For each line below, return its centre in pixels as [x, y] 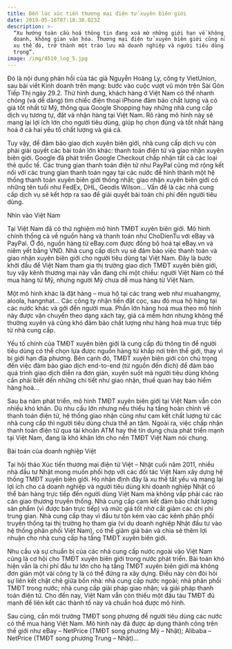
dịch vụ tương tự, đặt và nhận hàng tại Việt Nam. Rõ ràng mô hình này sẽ [110, 115]
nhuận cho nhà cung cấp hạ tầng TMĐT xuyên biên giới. [87, 538]
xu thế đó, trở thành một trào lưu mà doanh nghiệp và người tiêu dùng [119, 46]
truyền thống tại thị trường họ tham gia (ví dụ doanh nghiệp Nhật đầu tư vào [115, 523]
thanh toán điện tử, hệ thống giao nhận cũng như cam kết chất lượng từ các [115, 415]
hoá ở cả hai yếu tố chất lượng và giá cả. [65, 129]
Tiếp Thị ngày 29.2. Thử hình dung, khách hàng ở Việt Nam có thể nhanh [111, 93]
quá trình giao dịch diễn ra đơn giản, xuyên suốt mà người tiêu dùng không [113, 373]
